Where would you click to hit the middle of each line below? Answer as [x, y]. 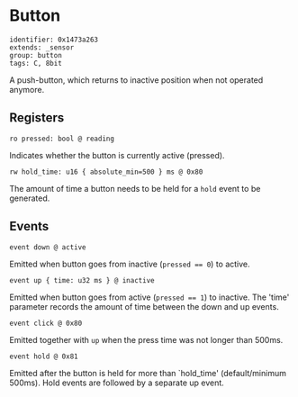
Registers [37, 118]
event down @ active [48, 247]
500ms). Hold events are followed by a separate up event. [117, 383]
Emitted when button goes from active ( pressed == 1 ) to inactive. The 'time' [149, 297]
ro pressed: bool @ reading [62, 139]
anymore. [27, 89]
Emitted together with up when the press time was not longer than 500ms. [146, 339]
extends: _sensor [42, 47]
